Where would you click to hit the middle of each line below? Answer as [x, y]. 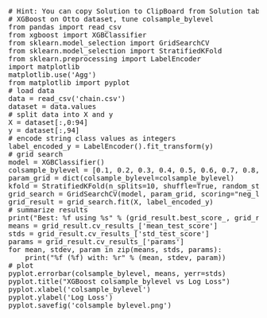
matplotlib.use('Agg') [52, 75]
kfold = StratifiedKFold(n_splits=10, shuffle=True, [113, 186]
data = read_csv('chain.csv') [67, 99]
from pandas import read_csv [65, 27]
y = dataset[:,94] [44, 130]
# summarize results [48, 210]
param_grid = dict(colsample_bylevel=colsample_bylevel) [122, 178]
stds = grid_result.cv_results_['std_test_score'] [109, 234]
